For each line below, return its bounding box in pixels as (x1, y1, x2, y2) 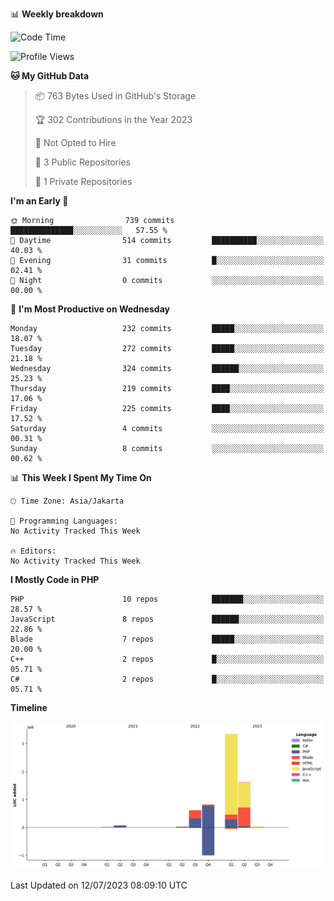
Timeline (10, 702, 48, 713)
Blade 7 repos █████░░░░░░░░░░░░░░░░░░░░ (10, 634, 325, 644)
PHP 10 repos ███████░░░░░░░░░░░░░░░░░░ (10, 594, 325, 604)
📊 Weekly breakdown (10, 8, 104, 20)
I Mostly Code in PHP (10, 574, 100, 585)
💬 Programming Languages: (10, 516, 118, 526)
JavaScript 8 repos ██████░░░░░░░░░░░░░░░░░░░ (10, 614, 325, 624)
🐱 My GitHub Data (10, 70, 90, 82)
